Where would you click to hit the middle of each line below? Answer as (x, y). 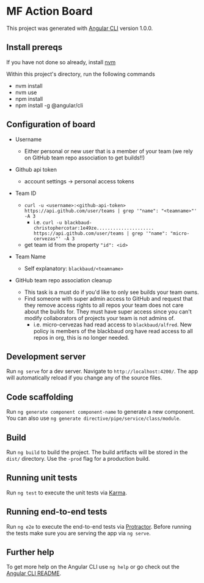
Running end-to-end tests (57, 512)
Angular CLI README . (34, 573)
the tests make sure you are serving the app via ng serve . (78, 533)
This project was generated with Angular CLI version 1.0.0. (80, 28)
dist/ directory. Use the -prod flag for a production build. (78, 459)
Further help (31, 552)
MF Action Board (49, 11)
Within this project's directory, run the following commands (81, 74)
